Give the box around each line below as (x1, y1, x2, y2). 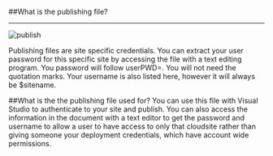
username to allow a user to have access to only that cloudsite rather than (8, 121, 256, 131)
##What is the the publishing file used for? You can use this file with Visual (8, 96, 258, 105)
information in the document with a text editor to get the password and (8, 113, 245, 122)
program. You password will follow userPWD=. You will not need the (8, 63, 236, 72)
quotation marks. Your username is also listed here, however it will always (8, 72, 256, 81)
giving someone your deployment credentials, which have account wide (8, 130, 249, 140)
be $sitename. (8, 80, 57, 90)
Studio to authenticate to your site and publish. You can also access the (8, 104, 248, 114)
